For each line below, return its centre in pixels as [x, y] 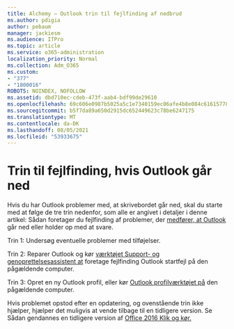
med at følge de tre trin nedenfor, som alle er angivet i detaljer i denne [107, 212]
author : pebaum [29, 26]
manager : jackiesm [34, 33]
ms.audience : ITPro [36, 40]
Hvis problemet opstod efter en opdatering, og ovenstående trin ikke [106, 303]
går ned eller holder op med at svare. [60, 227]
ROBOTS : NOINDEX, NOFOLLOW [46, 91]
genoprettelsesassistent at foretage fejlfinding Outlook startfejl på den [108, 262]
